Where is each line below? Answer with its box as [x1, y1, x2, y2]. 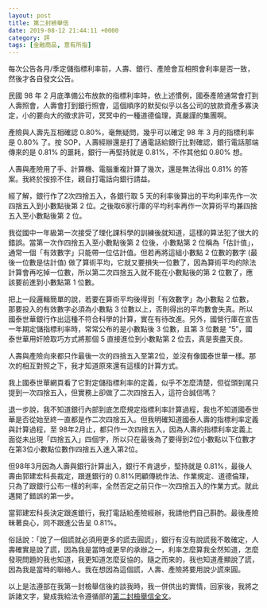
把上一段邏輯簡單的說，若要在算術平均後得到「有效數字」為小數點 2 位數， [8, 295, 253, 304]
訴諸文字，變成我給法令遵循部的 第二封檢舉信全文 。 [8, 591, 176, 601]
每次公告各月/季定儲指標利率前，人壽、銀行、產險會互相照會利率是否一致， [8, 64, 255, 74]
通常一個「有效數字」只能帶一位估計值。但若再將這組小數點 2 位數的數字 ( [8, 248, 251, 258]
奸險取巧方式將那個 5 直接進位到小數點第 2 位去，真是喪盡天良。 [35, 335, 248, 344]
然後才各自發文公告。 [8, 74, 78, 83]
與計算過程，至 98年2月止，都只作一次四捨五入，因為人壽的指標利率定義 [8, 424, 246, 434]
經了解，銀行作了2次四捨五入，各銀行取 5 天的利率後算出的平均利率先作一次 [8, 192, 257, 201]
